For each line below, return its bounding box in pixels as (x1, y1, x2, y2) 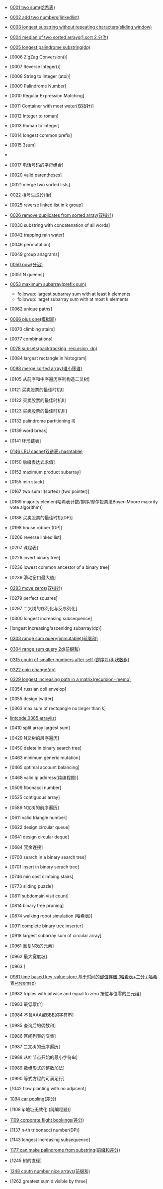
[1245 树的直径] (9, 1158, 42, 1164)
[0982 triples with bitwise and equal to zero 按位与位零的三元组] (9, 991, 141, 996)
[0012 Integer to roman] (9, 113, 59, 119)
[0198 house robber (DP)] (9, 525, 63, 530)
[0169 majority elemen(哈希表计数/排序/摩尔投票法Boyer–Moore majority (9, 499, 158, 504)
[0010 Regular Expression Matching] (9, 93, 84, 98)
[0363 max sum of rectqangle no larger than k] (9, 706, 106, 711)
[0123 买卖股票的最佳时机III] (9, 408, 67, 413)
